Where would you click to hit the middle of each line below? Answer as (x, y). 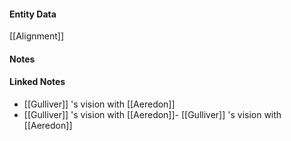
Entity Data (33, 14)
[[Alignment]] (37, 36)
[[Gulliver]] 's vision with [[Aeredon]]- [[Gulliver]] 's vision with (152, 114)
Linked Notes (37, 82)
